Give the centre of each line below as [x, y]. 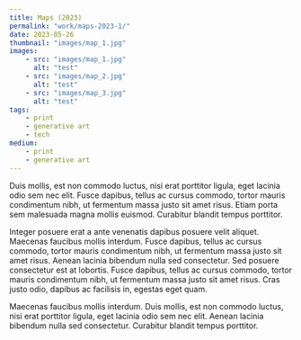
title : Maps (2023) [46, 18]
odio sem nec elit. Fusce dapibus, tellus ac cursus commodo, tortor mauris [147, 195]
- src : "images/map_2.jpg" [76, 76]
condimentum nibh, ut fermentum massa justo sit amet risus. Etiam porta [144, 204]
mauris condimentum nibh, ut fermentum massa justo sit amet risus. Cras [145, 279]
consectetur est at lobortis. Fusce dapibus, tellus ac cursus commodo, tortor [151, 270]
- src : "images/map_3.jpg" [76, 93]
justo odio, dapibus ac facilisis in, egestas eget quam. [109, 289]
